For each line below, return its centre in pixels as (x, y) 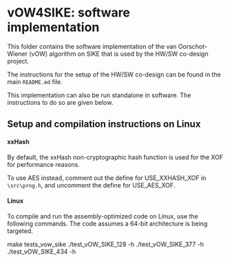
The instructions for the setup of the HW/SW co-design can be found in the (114, 74)
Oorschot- (193, 46)
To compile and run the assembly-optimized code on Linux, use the (103, 216)
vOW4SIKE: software (69, 13)
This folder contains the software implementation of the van (92, 46)
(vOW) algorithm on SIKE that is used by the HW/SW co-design (118, 54)
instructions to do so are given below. (60, 102)
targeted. (20, 231)
